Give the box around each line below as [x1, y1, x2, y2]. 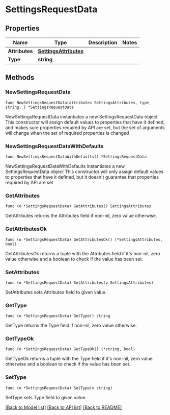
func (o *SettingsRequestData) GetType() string [5, 313, 110, 319]
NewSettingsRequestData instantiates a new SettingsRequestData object [5, 113, 158, 119]
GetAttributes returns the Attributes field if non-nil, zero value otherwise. [5, 213, 157, 219]
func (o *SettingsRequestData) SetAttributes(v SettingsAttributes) [5, 280, 154, 285]
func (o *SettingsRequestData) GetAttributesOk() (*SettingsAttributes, [5, 237, 163, 242]
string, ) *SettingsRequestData [5, 105, 74, 110]
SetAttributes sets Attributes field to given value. [5, 289, 107, 295]
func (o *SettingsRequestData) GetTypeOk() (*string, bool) [5, 347, 136, 352]
